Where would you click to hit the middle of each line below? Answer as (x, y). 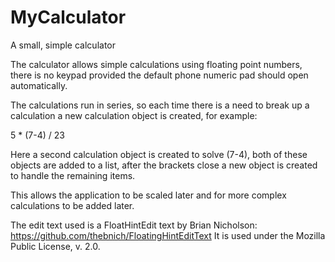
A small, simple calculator (63, 45)
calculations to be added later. (72, 205)
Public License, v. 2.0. (55, 246)
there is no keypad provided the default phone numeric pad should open (159, 75)
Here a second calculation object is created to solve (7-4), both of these (159, 154)
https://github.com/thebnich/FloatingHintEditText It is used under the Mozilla (168, 235)
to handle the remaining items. (73, 175)
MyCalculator (68, 17)
